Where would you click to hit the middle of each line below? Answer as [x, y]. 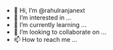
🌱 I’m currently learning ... [50, 25]
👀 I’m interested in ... [42, 18]
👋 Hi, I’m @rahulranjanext [49, 10]
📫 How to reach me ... [45, 40]
